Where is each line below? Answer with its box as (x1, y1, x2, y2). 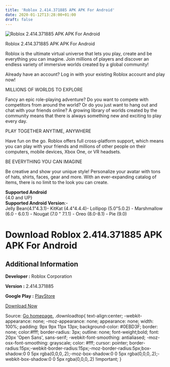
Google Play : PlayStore (5, 293, 55, 299)
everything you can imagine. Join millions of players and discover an (5, 56, 149, 62)
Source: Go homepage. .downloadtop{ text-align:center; (5, 313, 123, 319)
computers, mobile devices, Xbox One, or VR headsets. (5, 149, 121, 155)
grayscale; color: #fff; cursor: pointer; (49, 340, 128, 346)
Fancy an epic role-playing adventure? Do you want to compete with (5, 96, 149, 102)
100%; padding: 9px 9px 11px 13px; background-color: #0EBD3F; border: (5, 324, 158, 330)
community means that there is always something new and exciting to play (5, 113, 162, 119)
